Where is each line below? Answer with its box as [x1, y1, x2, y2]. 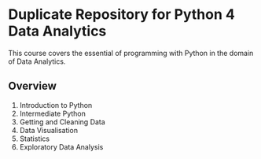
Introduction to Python [19, 100, 93, 109]
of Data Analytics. [8, 57, 66, 66]
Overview [8, 79, 57, 93]
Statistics [19, 134, 50, 143]
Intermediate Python [19, 109, 86, 118]
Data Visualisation [19, 125, 79, 135]
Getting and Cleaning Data [19, 116, 106, 127]
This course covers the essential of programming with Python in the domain [8, 48, 254, 57]
